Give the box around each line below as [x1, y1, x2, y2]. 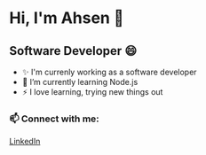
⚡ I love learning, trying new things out [21, 87, 163, 97]
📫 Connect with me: [9, 112, 99, 125]
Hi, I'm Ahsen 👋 [9, 8, 124, 28]
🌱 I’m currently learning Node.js [21, 77, 139, 87]
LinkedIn [9, 136, 41, 147]
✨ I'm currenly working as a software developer [21, 66, 197, 77]
